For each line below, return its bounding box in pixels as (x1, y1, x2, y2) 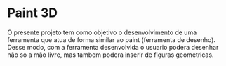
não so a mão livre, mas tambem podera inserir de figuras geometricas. (7, 51, 214, 59)
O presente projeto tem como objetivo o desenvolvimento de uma (7, 28, 197, 37)
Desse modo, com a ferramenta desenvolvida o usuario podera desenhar (7, 43, 219, 51)
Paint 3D (7, 5, 58, 21)
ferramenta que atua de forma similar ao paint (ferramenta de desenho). (7, 35, 216, 44)
